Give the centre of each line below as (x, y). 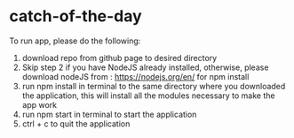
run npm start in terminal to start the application (109, 114)
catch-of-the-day (75, 16)
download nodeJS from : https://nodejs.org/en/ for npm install (135, 76)
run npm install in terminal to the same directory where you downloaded (154, 86)
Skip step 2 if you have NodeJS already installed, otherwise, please (145, 67)
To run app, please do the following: (75, 41)
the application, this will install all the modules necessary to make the (148, 96)
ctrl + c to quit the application (76, 123)
